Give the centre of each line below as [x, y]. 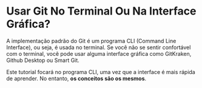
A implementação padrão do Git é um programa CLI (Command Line [91, 41]
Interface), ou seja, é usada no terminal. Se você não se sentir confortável [99, 47]
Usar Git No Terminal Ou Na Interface [101, 11]
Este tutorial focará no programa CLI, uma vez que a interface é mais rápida [101, 72]
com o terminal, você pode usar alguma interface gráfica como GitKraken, [99, 53]
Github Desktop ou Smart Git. [43, 60]
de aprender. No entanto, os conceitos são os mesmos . [76, 78]
